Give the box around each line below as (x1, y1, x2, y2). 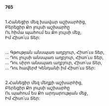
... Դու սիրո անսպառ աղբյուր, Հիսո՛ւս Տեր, (5, 60, 103, 65)
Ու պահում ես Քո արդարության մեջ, (5, 90, 88, 96)
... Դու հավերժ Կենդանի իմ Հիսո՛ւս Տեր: (5, 65, 96, 71)
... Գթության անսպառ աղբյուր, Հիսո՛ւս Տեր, (5, 49, 105, 55)
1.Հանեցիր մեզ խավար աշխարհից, (5, 19, 86, 25)
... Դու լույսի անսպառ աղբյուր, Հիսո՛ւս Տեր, (5, 54, 104, 60)
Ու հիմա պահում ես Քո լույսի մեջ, (5, 29, 82, 35)
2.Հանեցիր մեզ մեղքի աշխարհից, (5, 79, 83, 85)
